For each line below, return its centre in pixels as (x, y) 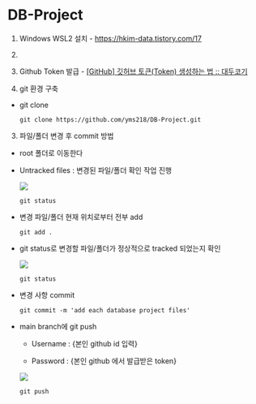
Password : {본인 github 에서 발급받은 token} (104, 361)
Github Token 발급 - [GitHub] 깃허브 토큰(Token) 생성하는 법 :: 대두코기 (133, 71)
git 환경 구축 (38, 88)
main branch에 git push (58, 326)
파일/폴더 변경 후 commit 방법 (66, 135)
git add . (36, 232)
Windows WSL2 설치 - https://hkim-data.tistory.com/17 (110, 38)
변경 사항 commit (47, 294)
